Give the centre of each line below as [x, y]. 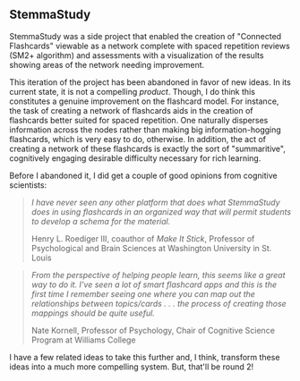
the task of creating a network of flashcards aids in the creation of [131, 110]
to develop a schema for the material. [101, 221]
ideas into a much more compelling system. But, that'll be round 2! [132, 367]
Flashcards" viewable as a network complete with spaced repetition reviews [150, 46]
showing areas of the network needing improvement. [107, 64]
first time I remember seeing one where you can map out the [143, 293]
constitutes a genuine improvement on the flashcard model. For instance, [144, 101]
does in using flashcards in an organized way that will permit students [161, 212]
